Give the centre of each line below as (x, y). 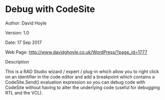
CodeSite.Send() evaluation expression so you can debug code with (75, 82)
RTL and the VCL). (24, 92)
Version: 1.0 (17, 32)
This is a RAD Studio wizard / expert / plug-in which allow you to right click (82, 71)
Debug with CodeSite (50, 9)
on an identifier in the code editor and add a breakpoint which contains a (80, 76)
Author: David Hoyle (26, 23)
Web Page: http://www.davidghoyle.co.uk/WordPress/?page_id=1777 (76, 52)
